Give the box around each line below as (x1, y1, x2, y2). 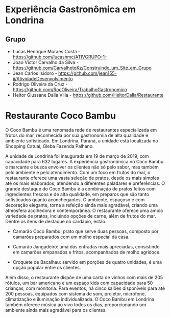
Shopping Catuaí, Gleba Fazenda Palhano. (5, 143, 94, 149)
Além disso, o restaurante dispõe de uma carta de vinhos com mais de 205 (5, 274, 163, 280)
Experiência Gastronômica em (5, 4, 136, 15)
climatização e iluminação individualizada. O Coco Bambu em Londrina (5, 296, 155, 302)
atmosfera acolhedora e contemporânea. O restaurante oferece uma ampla (5, 207, 163, 214)
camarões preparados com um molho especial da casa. (12, 234, 130, 240)
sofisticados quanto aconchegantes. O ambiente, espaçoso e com (5, 196, 145, 203)
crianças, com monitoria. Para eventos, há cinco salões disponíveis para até (5, 285, 165, 291)
